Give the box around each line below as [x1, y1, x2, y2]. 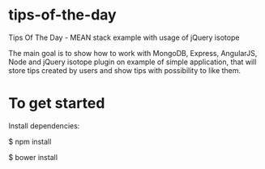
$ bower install [8, 152, 58, 162]
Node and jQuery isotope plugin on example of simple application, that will [8, 57, 257, 67]
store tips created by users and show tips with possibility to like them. [8, 65, 241, 75]
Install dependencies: [8, 120, 80, 131]
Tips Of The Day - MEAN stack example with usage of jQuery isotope [8, 32, 240, 42]
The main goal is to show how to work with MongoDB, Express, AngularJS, [8, 48, 258, 58]
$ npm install [8, 136, 52, 146]
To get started [8, 94, 105, 113]
